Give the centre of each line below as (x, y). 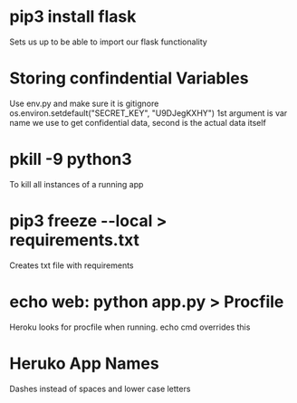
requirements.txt (75, 240)
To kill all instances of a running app (77, 184)
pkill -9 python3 (71, 159)
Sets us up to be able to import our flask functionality (109, 42)
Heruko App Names (85, 363)
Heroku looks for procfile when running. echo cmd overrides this (130, 327)
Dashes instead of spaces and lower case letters (100, 389)
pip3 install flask (73, 17)
